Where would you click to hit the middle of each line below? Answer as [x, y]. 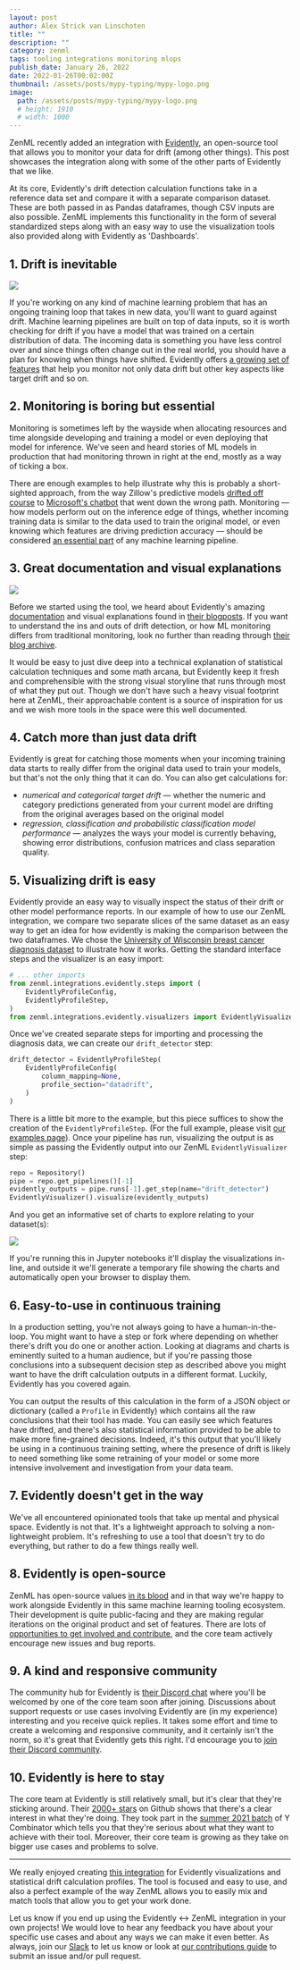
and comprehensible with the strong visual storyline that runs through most [147, 681]
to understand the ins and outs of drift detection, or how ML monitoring [140, 626]
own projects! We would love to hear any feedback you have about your [142, 1928]
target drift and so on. [49, 378]
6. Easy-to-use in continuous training [115, 1305]
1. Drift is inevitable [63, 264]
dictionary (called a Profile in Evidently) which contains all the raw [133, 1410]
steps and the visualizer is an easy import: [87, 959]
